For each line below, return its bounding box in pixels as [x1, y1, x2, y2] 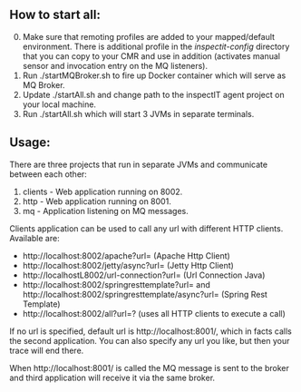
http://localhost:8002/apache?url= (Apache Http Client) [22, 250, 231, 261]
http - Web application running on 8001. [22, 195, 172, 207]
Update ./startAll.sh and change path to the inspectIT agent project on [22, 89, 285, 100]
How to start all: [9, 7, 102, 23]
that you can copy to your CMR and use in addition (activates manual [22, 50, 281, 62]
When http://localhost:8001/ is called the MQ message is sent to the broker [9, 362, 290, 373]
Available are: [9, 232, 61, 243]
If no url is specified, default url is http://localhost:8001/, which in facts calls [9, 326, 293, 337]
